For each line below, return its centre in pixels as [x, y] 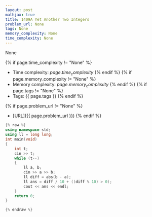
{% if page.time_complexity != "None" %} [49, 62]
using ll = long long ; [29, 135]
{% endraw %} [19, 210]
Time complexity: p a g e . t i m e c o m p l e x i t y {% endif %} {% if [72, 73]
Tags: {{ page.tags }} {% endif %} [48, 96]
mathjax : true [20, 15]
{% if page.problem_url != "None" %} [44, 106]
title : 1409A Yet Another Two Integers [47, 19]
